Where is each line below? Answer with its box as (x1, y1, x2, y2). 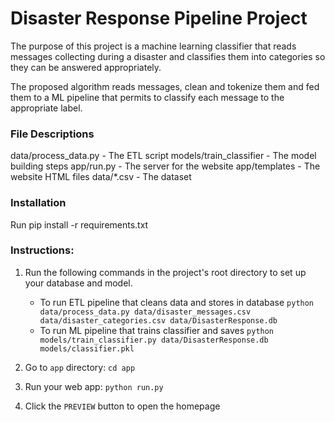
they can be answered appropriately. (10, 61, 162, 73)
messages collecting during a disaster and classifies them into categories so (10, 50, 326, 62)
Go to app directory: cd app (24, 361, 136, 373)
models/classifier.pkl (39, 343, 135, 354)
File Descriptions (10, 127, 95, 141)
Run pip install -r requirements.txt (10, 218, 149, 231)
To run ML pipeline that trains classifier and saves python (39, 324, 275, 336)
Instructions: (10, 243, 75, 257)
